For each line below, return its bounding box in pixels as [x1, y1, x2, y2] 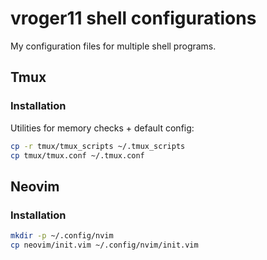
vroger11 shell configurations [10, 7, 257, 30]
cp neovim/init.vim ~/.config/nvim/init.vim [10, 240, 199, 250]
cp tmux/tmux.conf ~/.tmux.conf [10, 150, 145, 161]
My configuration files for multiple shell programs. [10, 40, 217, 52]
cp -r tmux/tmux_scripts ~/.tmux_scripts [10, 141, 186, 151]
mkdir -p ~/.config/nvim [10, 231, 114, 241]
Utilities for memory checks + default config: [10, 122, 195, 134]
